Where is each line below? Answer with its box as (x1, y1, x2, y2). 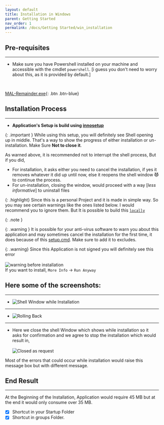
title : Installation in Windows (5, 12, 71, 17)
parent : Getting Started (5, 16, 56, 21)
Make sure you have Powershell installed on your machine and (12, 61, 138, 67)
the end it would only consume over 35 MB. (5, 400, 93, 405)
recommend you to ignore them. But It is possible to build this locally (5, 207, 145, 213)
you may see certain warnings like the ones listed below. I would (5, 202, 134, 208)
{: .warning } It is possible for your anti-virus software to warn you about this (5, 226, 159, 232)
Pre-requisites (5, 44, 50, 52)
